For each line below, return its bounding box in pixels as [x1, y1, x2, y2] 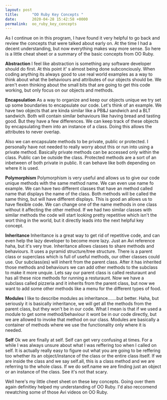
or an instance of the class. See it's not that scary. [5, 369, 108, 375]
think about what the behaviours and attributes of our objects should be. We [5, 77, 162, 83]
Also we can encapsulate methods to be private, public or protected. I [5, 139, 149, 145]
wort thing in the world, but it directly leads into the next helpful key [5, 217, 144, 223]
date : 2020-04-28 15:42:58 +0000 [5, 17, 88, 22]
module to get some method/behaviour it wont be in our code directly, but [5, 311, 157, 317]
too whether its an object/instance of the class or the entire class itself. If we [5, 353, 162, 359]
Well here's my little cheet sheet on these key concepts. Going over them [5, 378, 156, 384]
